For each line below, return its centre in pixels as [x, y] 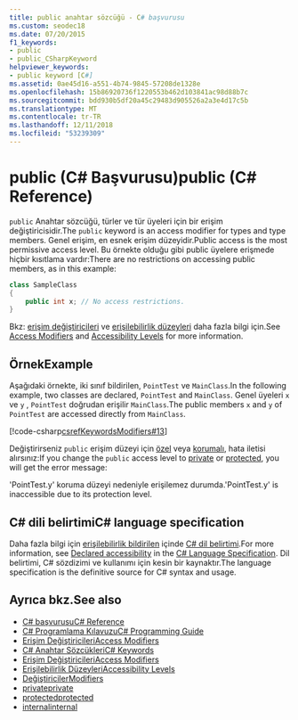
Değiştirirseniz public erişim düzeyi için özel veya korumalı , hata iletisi [137, 449]
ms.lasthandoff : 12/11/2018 [61, 126]
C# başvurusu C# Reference [73, 621]
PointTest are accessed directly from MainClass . [98, 414]
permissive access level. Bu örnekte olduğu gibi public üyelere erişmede [142, 250]
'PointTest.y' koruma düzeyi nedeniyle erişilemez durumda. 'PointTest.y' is [144, 485]
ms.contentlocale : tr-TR [55, 117]
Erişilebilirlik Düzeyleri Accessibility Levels [98, 668]
